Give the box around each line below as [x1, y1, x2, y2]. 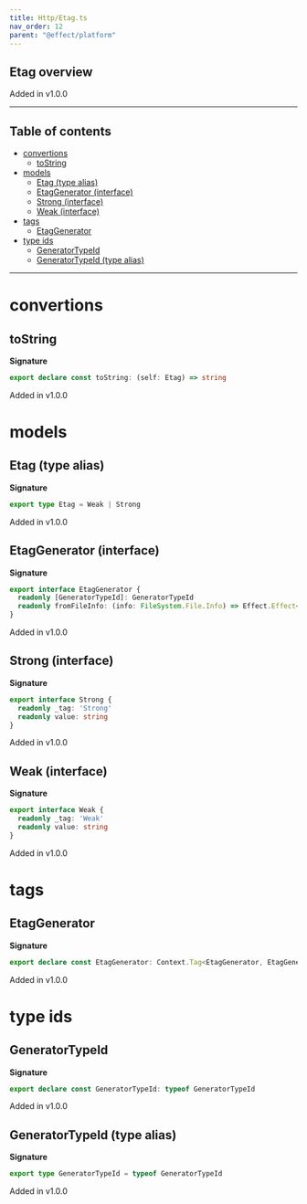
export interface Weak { [9, 806, 104, 815]
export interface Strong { [9, 695, 112, 704]
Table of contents [9, 123, 111, 139]
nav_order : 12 [9, 22, 64, 31]
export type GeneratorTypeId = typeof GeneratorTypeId [9, 1169, 223, 1178]
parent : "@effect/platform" [9, 30, 117, 39]
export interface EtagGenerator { [9, 585, 142, 594]
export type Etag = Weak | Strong [9, 500, 142, 509]
